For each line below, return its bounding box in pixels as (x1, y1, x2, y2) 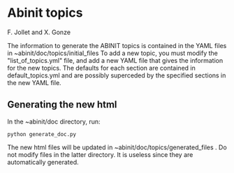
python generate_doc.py (7, 130, 77, 137)
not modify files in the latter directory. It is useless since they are (7, 150, 193, 158)
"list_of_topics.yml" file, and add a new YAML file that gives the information (7, 56, 224, 64)
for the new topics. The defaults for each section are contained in (7, 63, 196, 72)
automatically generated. (7, 158, 79, 166)
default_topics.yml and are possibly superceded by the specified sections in (7, 71, 226, 80)
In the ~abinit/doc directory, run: (7, 117, 101, 126)
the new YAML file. (7, 78, 61, 86)
